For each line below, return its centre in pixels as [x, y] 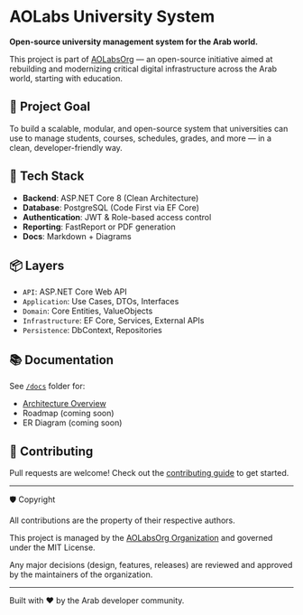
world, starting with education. [66, 78]
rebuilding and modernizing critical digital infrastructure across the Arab [143, 69]
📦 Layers [37, 265]
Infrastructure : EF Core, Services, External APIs [113, 321]
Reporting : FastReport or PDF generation [99, 227]
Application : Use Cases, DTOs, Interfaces [101, 302]
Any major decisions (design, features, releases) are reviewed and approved [151, 565]
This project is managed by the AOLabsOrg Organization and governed [141, 538]
